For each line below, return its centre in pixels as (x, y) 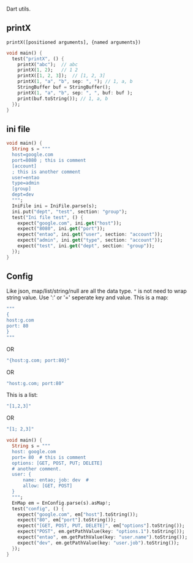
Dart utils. (19, 9)
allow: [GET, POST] (47, 486)
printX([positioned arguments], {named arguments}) (74, 42)
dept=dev (23, 195)
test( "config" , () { (38, 508)
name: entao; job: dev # (55, 480)
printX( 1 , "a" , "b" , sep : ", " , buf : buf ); (75, 93)
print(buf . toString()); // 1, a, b (63, 98)
